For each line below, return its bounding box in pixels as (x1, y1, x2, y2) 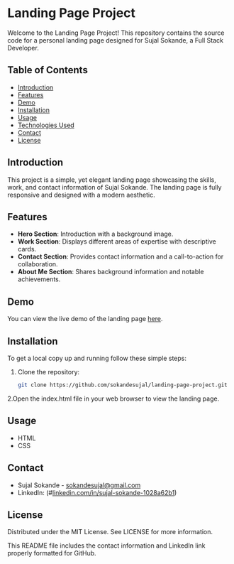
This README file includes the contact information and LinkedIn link (7, 541, 206, 550)
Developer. (7, 43, 39, 52)
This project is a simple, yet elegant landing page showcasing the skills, (7, 175, 216, 184)
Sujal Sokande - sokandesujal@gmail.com (17, 481, 141, 489)
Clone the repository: (17, 368, 80, 376)
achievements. (17, 275, 61, 283)
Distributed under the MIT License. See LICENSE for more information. (7, 528, 213, 536)
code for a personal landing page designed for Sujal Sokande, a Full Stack (7, 36, 223, 44)
